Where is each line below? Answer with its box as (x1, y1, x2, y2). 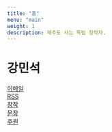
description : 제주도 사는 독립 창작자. (7, 29, 107, 36)
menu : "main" (7, 16, 44, 23)
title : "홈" (7, 10, 40, 17)
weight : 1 (7, 23, 36, 29)
